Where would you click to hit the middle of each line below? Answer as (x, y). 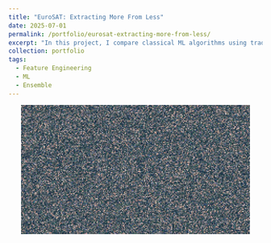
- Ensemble (34, 85)
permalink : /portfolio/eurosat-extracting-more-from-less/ (110, 34)
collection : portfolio (46, 51)
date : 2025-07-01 (38, 25)
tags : (17, 60)
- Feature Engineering (54, 69)
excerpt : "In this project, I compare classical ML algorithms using (128, 43)
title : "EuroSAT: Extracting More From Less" (86, 17)
